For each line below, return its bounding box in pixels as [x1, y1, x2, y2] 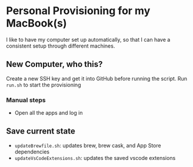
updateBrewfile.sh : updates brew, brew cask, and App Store [14, 142, 161, 149]
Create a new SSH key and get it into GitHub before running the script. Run [6, 75, 187, 82]
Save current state [6, 126, 75, 136]
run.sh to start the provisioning [6, 81, 81, 88]
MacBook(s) [6, 16, 67, 30]
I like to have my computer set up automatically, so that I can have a [6, 36, 171, 43]
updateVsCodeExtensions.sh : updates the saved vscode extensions [14, 154, 176, 161]
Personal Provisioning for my [6, 4, 151, 18]
